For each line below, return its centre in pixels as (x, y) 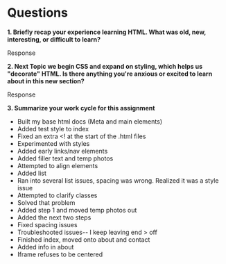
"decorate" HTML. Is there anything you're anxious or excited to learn (110, 74)
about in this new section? (46, 81)
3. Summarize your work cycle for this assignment (81, 108)
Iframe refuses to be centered (60, 254)
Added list (32, 173)
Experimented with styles (53, 143)
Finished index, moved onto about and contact (84, 239)
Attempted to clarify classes (57, 195)
